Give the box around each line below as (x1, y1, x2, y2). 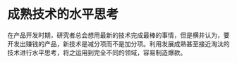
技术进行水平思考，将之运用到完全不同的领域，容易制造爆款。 (7, 48, 187, 57)
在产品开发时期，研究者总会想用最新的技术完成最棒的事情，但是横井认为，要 (7, 31, 230, 39)
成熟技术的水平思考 (7, 6, 119, 22)
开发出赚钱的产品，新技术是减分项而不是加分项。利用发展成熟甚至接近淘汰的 (7, 39, 230, 48)
